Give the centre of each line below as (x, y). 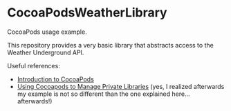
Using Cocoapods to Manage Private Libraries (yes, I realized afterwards (121, 86)
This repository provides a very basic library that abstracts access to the (111, 45)
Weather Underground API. (46, 52)
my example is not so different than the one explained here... (103, 94)
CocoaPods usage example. (47, 32)
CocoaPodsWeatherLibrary (87, 13)
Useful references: (34, 65)
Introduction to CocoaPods (56, 79)
